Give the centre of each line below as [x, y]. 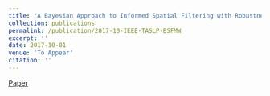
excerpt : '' [28, 38]
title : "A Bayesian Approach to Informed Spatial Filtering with [120, 16]
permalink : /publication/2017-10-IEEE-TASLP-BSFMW [95, 30]
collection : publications [51, 23]
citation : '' [30, 61]
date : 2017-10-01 [37, 46]
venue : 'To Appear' [41, 53]
